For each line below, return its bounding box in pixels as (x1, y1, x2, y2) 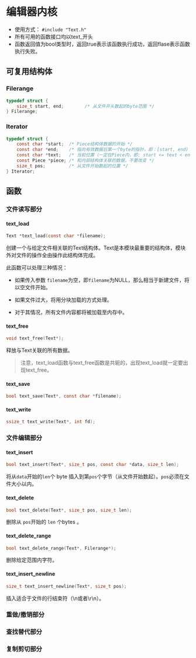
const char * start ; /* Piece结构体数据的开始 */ (16, 141, 133, 147)
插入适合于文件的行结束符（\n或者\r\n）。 (6, 595, 104, 602)
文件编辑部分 (6, 434, 43, 442)
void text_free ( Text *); (6, 335, 64, 341)
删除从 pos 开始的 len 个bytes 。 (6, 519, 82, 526)
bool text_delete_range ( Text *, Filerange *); (6, 545, 116, 551)
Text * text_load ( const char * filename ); (6, 233, 106, 239)
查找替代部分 (6, 628, 43, 636)
